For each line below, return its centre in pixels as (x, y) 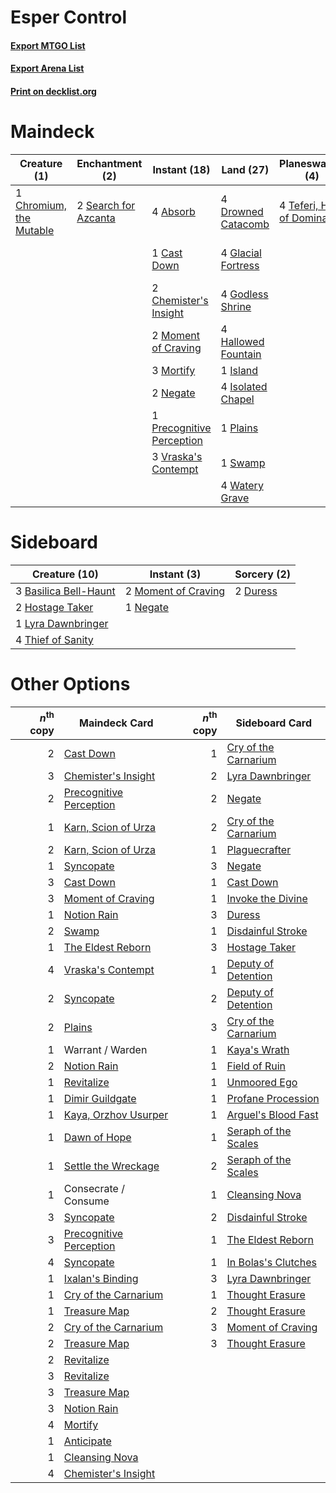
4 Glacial (241, 253)
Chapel (237, 399)
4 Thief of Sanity (54, 639)
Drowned (242, 211)
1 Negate (146, 607)
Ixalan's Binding (101, 1279)
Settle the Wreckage (111, 1166)
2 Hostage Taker (54, 607)
